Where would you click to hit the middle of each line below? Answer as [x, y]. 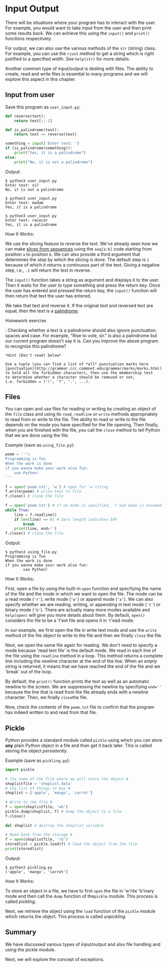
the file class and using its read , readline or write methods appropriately [81, 414]
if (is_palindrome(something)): [39, 148]
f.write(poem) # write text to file [43, 492]
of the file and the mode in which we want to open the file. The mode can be [84, 594]
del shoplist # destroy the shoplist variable [54, 825]
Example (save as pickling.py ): [38, 760]
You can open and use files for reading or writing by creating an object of [81, 409]
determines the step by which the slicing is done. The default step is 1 [77, 259]
